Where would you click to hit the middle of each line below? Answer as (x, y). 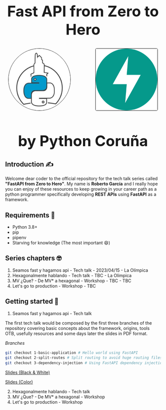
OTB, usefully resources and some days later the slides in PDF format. (76, 333)
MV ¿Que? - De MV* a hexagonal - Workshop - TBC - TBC (72, 281)
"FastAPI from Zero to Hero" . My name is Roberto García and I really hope (82, 184)
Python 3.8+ (25, 227)
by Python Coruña (83, 141)
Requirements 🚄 (30, 215)
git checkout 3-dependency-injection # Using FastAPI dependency (74, 363)
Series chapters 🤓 (33, 258)
